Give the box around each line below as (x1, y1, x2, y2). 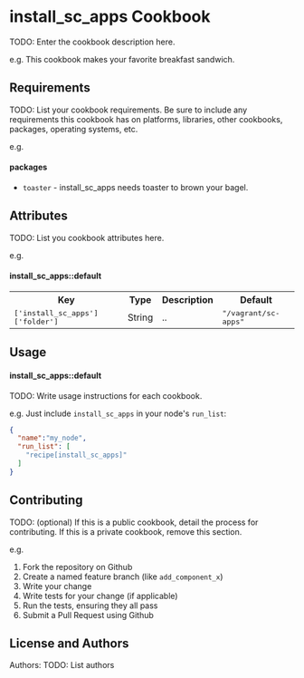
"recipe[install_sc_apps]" (25, 450, 128, 460)
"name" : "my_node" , (17, 433, 88, 443)
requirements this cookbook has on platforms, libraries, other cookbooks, (9, 113, 283, 124)
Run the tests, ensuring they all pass (22, 600, 158, 611)
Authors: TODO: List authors (9, 660, 115, 671)
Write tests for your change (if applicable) (22, 590, 178, 601)
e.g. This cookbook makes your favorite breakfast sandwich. (9, 53, 235, 64)
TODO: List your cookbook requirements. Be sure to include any (9, 104, 248, 115)
